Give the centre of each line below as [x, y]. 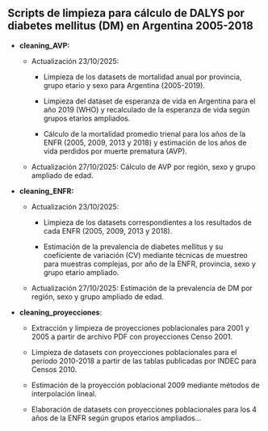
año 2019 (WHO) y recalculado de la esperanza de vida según [147, 109]
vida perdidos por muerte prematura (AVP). [115, 151]
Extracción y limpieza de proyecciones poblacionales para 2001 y [140, 327]
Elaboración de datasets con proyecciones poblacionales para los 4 [144, 409]
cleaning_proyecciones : [61, 312]
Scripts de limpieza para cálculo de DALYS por [126, 13]
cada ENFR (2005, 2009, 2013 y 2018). [108, 230]
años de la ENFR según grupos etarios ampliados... [116, 418]
